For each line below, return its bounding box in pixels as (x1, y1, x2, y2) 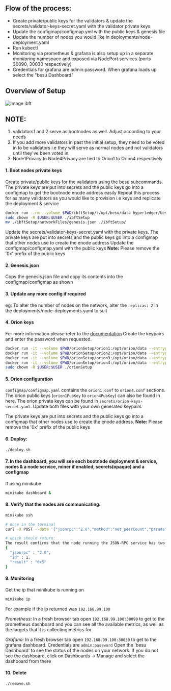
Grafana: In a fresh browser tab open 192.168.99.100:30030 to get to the (5, 636, 157, 643)
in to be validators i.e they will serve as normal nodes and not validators (12, 145, 163, 151)
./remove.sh (5, 681, 31, 686)
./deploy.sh (5, 447, 31, 452)
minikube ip (5, 597, 31, 602)
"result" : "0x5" (10, 559, 47, 564)
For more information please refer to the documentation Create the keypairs (5, 330, 164, 336)
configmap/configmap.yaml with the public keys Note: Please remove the (5, 245, 160, 252)
